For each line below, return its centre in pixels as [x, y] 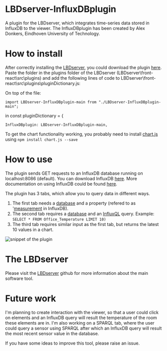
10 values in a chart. [33, 230]
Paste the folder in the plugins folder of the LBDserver [60, 73]
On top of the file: [23, 93]
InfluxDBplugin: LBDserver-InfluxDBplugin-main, [56, 125]
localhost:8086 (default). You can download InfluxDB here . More [71, 178]
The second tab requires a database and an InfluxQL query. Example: [83, 214]
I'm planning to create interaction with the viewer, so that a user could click [82, 312]
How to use [29, 160]
